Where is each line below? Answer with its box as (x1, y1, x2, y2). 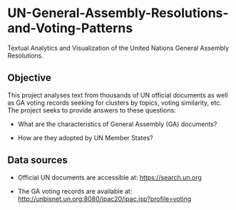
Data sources (7, 154, 68, 167)
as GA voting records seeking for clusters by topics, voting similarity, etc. (7, 98, 222, 107)
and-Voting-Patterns (7, 20, 133, 36)
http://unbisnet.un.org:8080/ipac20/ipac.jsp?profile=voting (17, 194, 192, 203)
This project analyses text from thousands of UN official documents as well (7, 90, 228, 99)
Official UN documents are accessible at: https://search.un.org (17, 173, 202, 182)
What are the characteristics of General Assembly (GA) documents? (17, 120, 217, 128)
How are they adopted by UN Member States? (17, 133, 153, 142)
